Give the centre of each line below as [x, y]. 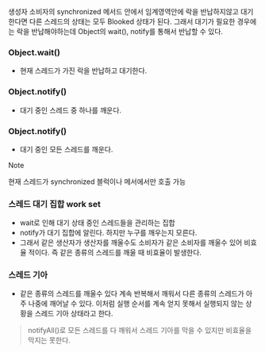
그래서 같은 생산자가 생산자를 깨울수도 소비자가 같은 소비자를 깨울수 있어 [131, 243]
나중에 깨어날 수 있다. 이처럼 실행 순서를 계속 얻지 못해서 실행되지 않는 [136, 304]
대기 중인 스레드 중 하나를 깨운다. [70, 110]
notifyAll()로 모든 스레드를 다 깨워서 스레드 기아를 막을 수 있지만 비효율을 [140, 331]
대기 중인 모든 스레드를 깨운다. [66, 149]
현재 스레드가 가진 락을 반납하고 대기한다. [83, 71]
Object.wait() [35, 52]
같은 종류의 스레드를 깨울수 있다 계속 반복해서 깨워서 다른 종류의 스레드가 [132, 294]
